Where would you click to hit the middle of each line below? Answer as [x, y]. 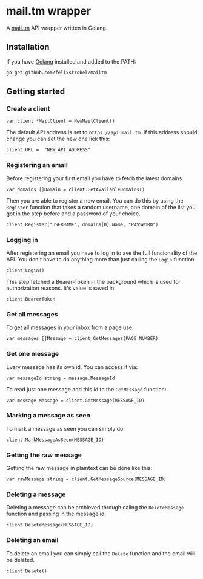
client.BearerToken [31, 299]
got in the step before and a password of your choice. [73, 214]
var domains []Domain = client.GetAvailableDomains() [76, 189]
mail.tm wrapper [49, 11]
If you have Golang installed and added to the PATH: [71, 61]
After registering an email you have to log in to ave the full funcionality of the [102, 253]
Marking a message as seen [48, 416]
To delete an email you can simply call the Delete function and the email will [101, 553]
